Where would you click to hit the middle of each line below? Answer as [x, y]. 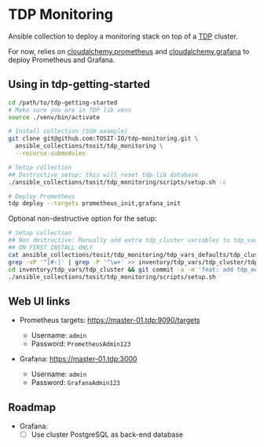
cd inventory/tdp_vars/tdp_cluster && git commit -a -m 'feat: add [121, 269]
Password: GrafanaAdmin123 [75, 383]
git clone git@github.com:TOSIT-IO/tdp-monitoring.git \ [103, 139]
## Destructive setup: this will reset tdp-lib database [103, 174]
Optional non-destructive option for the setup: [82, 218]
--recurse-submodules [51, 153]
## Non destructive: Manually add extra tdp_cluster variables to [119, 240]
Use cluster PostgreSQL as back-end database [107, 434]
